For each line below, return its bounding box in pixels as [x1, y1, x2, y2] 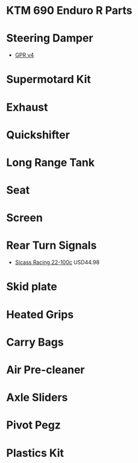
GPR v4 [14, 51, 34, 59]
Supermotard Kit [6, 73, 92, 87]
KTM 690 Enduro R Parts [6, 4, 133, 18]
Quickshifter [6, 128, 71, 142]
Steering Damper [6, 31, 93, 45]
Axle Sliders [6, 391, 68, 404]
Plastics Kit [6, 446, 64, 460]
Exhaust [6, 100, 48, 114]
